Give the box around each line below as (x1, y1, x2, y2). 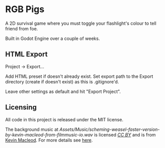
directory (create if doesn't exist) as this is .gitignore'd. (5, 78, 120, 84)
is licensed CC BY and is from (94, 131, 156, 137)
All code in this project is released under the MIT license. (5, 116, 124, 122)
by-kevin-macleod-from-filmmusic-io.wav (5, 131, 93, 137)
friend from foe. (5, 25, 38, 31)
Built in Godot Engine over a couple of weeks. (5, 35, 100, 41)
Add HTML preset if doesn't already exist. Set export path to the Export (5, 73, 153, 79)
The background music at (5, 126, 59, 132)
